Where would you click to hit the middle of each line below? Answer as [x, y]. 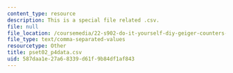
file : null [23, 26]
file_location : [29, 33]
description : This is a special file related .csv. [83, 20]
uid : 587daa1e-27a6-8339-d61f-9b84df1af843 [71, 59]
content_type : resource [42, 14]
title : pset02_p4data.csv [44, 53]
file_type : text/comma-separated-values [67, 40]
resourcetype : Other [37, 46]
